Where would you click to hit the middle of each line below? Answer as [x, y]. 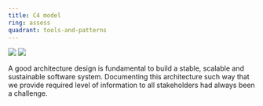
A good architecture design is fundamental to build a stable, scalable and [126, 68]
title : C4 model [35, 15]
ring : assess [29, 23]
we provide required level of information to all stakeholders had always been [131, 85]
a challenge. [28, 93]
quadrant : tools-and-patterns [58, 30]
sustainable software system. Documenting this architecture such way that [129, 77]
